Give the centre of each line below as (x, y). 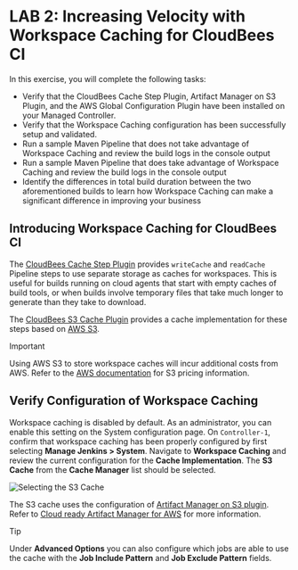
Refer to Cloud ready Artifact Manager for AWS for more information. (135, 514)
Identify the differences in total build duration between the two (137, 181)
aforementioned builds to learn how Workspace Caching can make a (148, 191)
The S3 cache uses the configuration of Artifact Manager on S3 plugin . (139, 504)
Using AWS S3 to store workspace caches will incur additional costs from (144, 363)
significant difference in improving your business (112, 200)
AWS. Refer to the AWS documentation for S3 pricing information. (129, 373)
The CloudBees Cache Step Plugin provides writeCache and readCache (137, 264)
